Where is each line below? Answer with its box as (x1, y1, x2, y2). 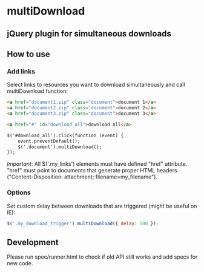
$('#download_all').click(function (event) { (7, 132, 123, 138)
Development (7, 237, 59, 247)
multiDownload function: (7, 87, 68, 95)
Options (7, 188, 31, 197)
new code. (7, 260, 33, 267)
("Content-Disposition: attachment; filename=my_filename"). (7, 173, 158, 180)
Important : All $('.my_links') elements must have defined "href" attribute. (7, 160, 188, 168)
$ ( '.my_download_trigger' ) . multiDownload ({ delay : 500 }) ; (7, 220, 159, 226)
